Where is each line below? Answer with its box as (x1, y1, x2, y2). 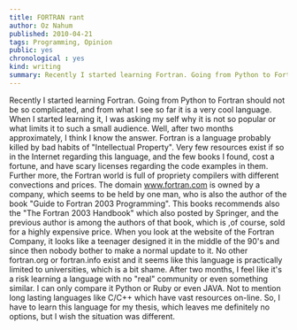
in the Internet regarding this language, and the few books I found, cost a (9, 151, 275, 162)
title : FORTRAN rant (9, 12, 86, 22)
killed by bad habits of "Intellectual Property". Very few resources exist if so (9, 142, 285, 152)
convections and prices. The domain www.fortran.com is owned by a (9, 179, 261, 190)
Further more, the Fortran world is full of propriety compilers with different (9, 170, 279, 180)
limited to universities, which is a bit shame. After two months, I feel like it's (9, 264, 283, 274)
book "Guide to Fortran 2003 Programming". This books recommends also (9, 198, 280, 209)
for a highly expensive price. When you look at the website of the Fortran (9, 226, 275, 237)
